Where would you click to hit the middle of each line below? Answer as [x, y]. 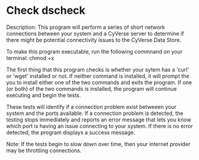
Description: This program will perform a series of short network [86, 27]
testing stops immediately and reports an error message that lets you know [99, 119]
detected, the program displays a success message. [71, 132]
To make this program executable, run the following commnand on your [94, 51]
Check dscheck [46, 11]
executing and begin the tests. [43, 95]
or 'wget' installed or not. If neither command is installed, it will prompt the [98, 76]
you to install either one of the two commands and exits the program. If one [99, 82]
